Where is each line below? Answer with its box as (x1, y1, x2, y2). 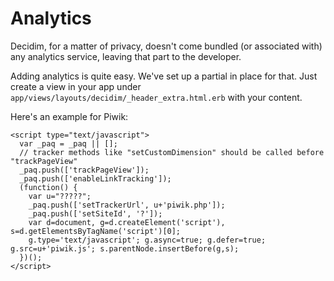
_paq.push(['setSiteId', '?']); (28, 208, 163, 219)
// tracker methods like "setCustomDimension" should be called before (19, 147, 325, 157)
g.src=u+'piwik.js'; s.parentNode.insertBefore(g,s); (10, 243, 240, 254)
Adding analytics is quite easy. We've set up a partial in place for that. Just (10, 70, 318, 82)
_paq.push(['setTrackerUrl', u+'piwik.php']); (28, 200, 226, 210)
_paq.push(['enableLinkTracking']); (19, 173, 172, 184)
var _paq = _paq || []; (19, 138, 118, 149)
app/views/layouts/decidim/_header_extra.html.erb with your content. (10, 91, 303, 103)
